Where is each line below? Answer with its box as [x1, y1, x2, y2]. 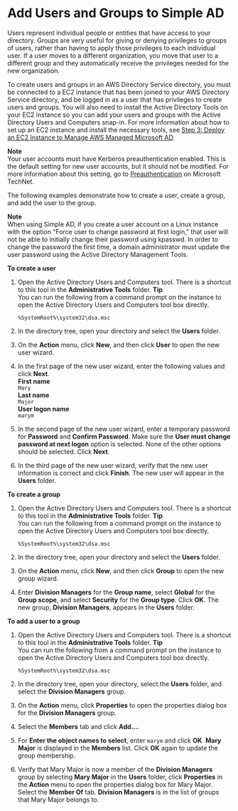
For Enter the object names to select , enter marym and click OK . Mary [17, 736, 222, 745]
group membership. [17, 751, 76, 760]
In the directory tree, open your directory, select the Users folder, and [17, 679, 222, 688]
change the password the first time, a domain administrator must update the [7, 242, 230, 251]
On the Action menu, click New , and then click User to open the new [17, 340, 220, 349]
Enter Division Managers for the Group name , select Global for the [17, 587, 215, 596]
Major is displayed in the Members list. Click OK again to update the [17, 743, 219, 752]
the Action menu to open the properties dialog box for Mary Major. [17, 780, 213, 788]
